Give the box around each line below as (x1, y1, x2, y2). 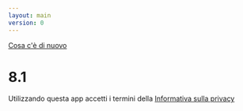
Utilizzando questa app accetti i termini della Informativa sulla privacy (8, 94, 235, 103)
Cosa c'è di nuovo (8, 40, 67, 50)
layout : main (8, 11, 51, 20)
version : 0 (8, 19, 44, 27)
